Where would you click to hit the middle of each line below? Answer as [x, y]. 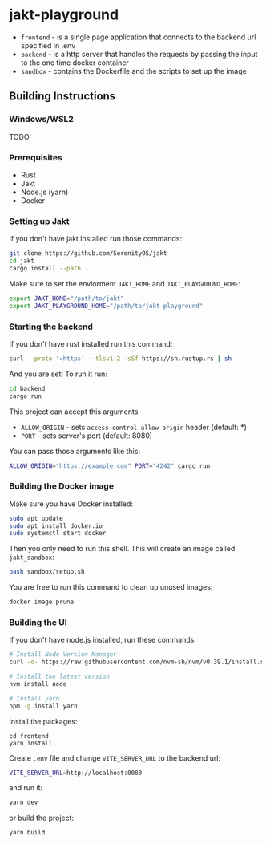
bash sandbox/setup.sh [47, 572]
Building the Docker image [62, 486]
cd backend [27, 388]
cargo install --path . [49, 268]
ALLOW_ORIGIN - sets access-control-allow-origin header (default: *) [134, 427]
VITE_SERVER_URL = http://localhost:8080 [76, 773]
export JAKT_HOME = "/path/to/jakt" [67, 298]
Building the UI [38, 622]
